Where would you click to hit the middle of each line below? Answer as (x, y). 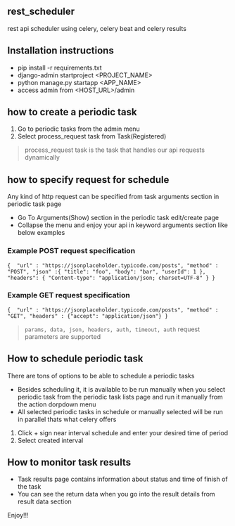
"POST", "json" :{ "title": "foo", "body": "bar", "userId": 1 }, (107, 271)
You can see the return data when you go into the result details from (116, 494)
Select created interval (50, 440)
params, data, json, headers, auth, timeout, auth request (112, 329)
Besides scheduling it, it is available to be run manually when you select (121, 389)
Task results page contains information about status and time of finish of (122, 479)
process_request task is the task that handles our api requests (115, 150)
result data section (44, 501)
